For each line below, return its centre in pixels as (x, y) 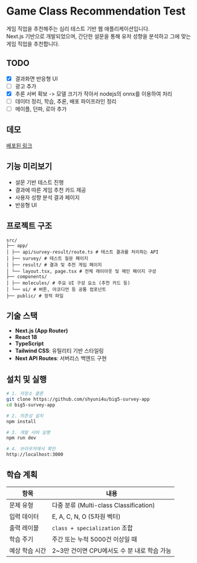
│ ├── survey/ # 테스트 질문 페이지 (47, 258)
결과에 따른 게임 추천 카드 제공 (50, 189)
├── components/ (27, 277)
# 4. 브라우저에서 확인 (31, 449)
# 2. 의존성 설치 (25, 416)
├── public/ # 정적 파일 (35, 296)
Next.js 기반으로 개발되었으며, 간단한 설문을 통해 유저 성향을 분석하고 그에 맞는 (99, 36)
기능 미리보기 (29, 167)
